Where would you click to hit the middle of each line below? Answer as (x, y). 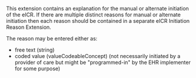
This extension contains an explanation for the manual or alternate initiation (97, 9)
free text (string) (35, 50)
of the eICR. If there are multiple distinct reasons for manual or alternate (94, 15)
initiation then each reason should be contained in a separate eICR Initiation (98, 21)
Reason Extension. (29, 27)
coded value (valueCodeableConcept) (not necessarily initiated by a (97, 56)
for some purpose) (37, 69)
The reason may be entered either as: (52, 38)
